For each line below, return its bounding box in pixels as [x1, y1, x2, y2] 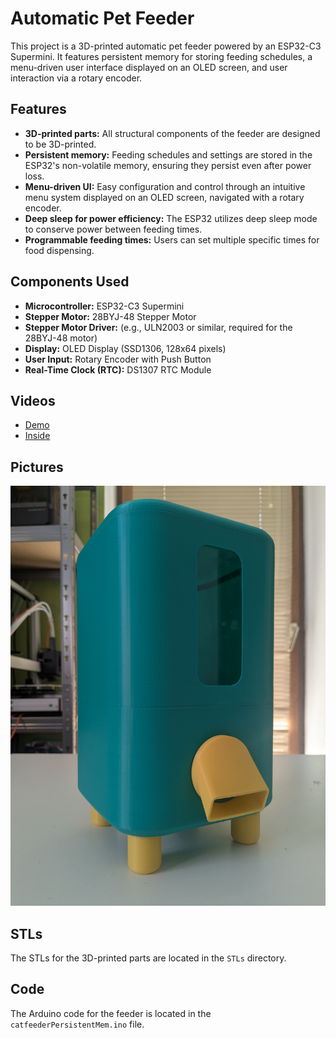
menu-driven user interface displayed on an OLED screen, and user [10, 61, 288, 73]
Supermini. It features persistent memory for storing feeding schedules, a [10, 50, 313, 62]
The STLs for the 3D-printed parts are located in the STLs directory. [10, 952, 287, 964]
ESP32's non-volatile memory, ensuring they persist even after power [24, 159, 312, 171]
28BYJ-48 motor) [24, 332, 98, 344]
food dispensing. [24, 244, 95, 256]
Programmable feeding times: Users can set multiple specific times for [24, 233, 320, 246]
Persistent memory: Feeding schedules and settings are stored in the [24, 148, 313, 161]
